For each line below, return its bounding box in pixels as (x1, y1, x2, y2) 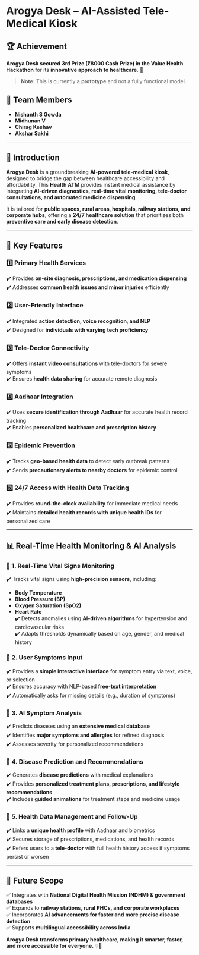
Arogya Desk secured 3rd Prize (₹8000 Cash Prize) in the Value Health (6, 60, 184, 67)
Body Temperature (14, 589, 62, 596)
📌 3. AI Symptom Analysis (6, 709, 82, 717)
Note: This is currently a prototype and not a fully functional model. (20, 78, 187, 84)
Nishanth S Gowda (14, 111, 62, 118)
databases (6, 898, 33, 905)
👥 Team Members (6, 95, 72, 105)
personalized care (6, 517, 50, 524)
